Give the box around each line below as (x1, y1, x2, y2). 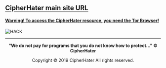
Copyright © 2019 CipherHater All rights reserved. (32, 57, 134, 63)
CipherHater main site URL (5, 4, 88, 12)
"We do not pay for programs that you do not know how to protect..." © (8, 43, 158, 48)
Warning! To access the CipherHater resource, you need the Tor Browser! (5, 17, 159, 23)
